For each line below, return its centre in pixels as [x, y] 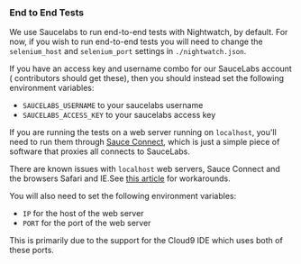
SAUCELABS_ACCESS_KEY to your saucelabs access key [119, 115]
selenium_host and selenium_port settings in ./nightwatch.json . [128, 51]
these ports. [32, 250]
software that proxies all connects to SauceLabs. [100, 151]
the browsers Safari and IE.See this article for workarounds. [120, 178]
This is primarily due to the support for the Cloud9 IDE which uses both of [146, 241]
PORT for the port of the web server [87, 223]
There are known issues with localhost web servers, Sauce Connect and [145, 169]
